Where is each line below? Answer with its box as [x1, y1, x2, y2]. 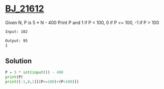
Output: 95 [5, 38, 28, 43]
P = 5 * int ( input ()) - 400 [5, 70, 64, 75]
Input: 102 [5, 29, 28, 34]
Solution [5, 56, 32, 65]
